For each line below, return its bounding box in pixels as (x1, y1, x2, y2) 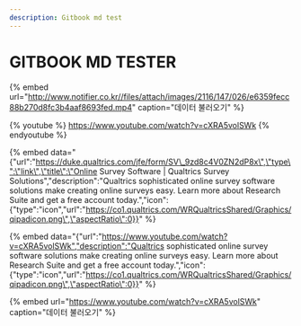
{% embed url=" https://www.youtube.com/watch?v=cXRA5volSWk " (9, 295, 261, 306)
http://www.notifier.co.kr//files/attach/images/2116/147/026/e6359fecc (27, 91, 290, 101)
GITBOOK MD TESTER (9, 51, 177, 72)
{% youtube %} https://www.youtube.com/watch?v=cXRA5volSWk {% (9, 119, 270, 130)
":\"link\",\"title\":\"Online (9, 165, 98, 176)
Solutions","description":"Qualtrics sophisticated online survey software (9, 175, 276, 186)
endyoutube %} (9, 129, 67, 140)
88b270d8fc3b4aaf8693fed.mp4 (9, 101, 133, 112)
